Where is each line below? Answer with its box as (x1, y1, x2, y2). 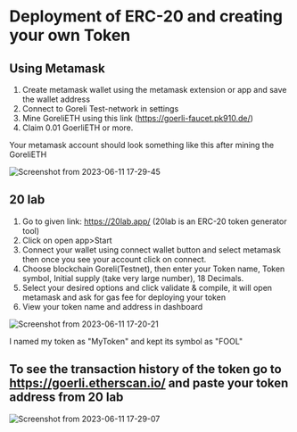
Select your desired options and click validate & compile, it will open (21, 282, 273, 293)
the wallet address (21, 94, 91, 104)
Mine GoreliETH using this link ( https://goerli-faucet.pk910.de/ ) (21, 113, 254, 123)
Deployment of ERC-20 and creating (9, 6, 284, 27)
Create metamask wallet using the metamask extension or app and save (21, 85, 287, 95)
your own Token (9, 25, 131, 46)
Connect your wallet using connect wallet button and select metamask (21, 244, 282, 255)
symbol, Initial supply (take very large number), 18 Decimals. (21, 272, 244, 283)
